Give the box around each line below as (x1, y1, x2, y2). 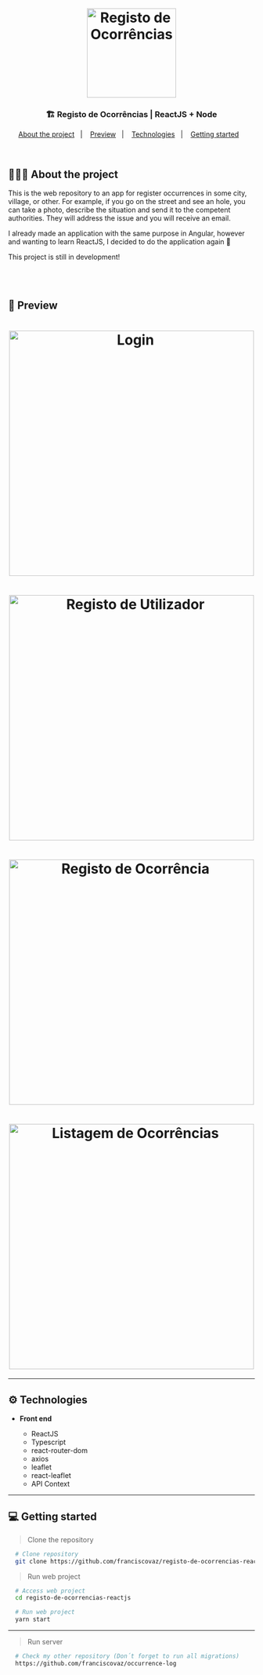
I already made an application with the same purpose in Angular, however (8, 228, 245, 239)
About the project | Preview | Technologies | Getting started (18, 130, 240, 139)
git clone (15, 1557, 47, 1565)
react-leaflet (31, 1471, 72, 1480)
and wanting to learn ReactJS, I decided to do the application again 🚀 (8, 237, 231, 246)
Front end (19, 1414, 52, 1423)
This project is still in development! (8, 252, 121, 262)
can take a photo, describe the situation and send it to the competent (8, 205, 231, 215)
